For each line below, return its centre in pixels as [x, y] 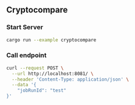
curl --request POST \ [35, 68]
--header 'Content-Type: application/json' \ [71, 79]
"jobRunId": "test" [42, 90]
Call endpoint [26, 55]
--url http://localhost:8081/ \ [53, 73]
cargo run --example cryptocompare [51, 40]
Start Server [25, 27]
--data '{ [24, 85]
